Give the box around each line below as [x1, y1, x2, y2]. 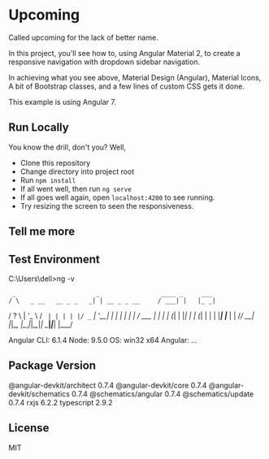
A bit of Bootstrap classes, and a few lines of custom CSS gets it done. [8, 81, 245, 91]
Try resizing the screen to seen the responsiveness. [20, 201, 194, 210]
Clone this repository [20, 158, 91, 167]
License [8, 421, 50, 435]
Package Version [8, 359, 96, 373]
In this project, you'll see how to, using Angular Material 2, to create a [8, 48, 241, 58]
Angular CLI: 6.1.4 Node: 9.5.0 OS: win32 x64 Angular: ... [8, 335, 197, 344]
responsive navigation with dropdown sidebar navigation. [8, 57, 201, 67]
